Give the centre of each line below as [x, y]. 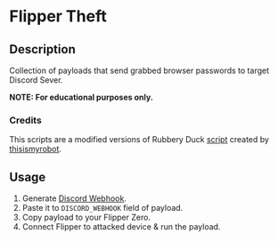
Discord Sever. [36, 80]
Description [42, 49]
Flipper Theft [58, 16]
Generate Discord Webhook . [74, 198]
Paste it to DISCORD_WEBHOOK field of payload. [102, 208]
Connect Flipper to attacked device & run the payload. [121, 227]
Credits [25, 120]
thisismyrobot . [36, 149]
